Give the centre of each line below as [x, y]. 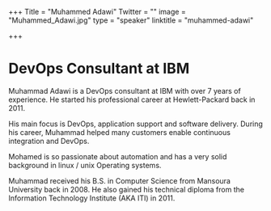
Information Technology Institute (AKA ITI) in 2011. [92, 198]
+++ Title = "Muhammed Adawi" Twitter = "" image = [97, 12]
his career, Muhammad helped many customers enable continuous [119, 132]
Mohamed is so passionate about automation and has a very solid [118, 156]
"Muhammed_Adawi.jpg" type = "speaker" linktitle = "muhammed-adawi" [131, 20]
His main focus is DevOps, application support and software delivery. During [135, 124]
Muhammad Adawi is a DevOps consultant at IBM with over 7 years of [125, 91]
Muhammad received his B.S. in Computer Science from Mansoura [119, 180]
